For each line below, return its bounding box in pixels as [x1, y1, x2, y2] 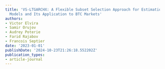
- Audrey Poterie [5, 30, 41, 34]
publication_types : [5, 52, 45, 57]
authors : [5, 16, 23, 21]
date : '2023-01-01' [5, 43, 45, 48]
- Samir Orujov [5, 25, 36, 30]
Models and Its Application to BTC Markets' [9, 12, 102, 17]
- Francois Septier [5, 39, 45, 44]
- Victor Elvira [5, 20, 38, 26]
